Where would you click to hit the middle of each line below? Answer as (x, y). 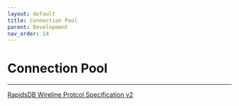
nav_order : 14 (28, 34)
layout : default (31, 14)
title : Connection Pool (43, 20)
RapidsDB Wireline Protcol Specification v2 (70, 95)
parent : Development (38, 27)
